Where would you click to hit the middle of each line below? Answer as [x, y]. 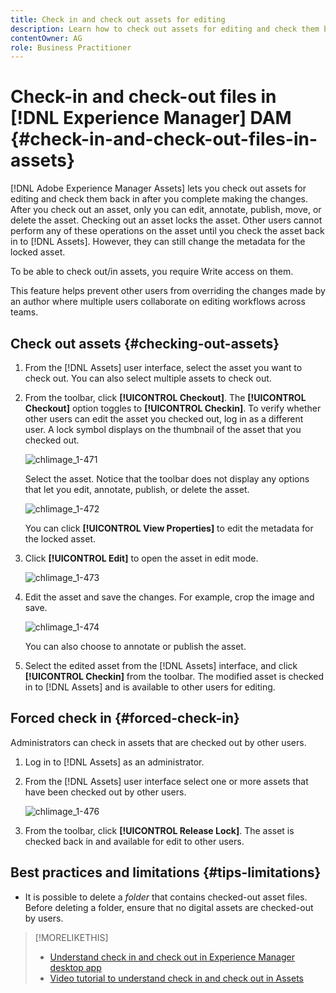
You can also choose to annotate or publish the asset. [135, 646]
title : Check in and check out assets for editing [118, 19]
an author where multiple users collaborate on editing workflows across [158, 302]
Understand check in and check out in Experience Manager [172, 957]
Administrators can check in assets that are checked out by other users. [158, 742]
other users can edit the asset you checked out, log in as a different [164, 419]
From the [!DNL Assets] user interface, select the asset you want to [163, 367]
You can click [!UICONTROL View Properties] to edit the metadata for [169, 528]
